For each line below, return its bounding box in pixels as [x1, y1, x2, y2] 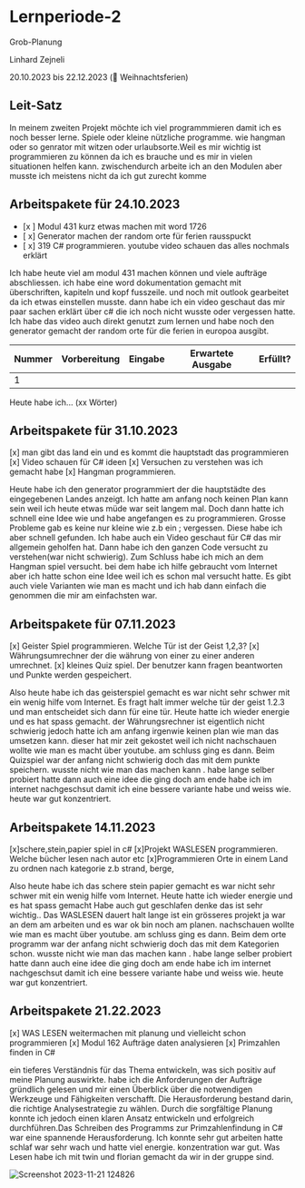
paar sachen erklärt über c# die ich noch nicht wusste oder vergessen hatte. [9, 306, 296, 317]
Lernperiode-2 [9, 6, 122, 27]
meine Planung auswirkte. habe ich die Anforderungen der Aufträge [9, 1074, 263, 1084]
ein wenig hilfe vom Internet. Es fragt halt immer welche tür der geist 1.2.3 [9, 697, 286, 708]
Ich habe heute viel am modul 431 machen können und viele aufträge [9, 267, 268, 278]
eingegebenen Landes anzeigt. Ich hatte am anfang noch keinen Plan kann [9, 493, 289, 505]
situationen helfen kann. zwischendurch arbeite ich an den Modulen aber [9, 161, 283, 172]
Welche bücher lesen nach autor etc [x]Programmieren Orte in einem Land [9, 854, 289, 864]
